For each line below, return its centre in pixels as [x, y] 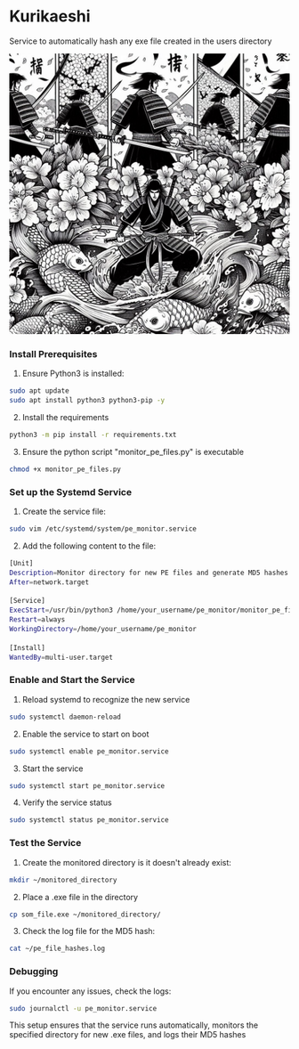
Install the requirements [65, 417]
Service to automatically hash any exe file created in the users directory [141, 41]
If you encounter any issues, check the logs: [90, 991]
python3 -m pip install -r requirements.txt [93, 435]
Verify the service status [67, 802]
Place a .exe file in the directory [80, 897]
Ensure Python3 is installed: [73, 374]
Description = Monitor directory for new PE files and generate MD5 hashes [149, 573]
